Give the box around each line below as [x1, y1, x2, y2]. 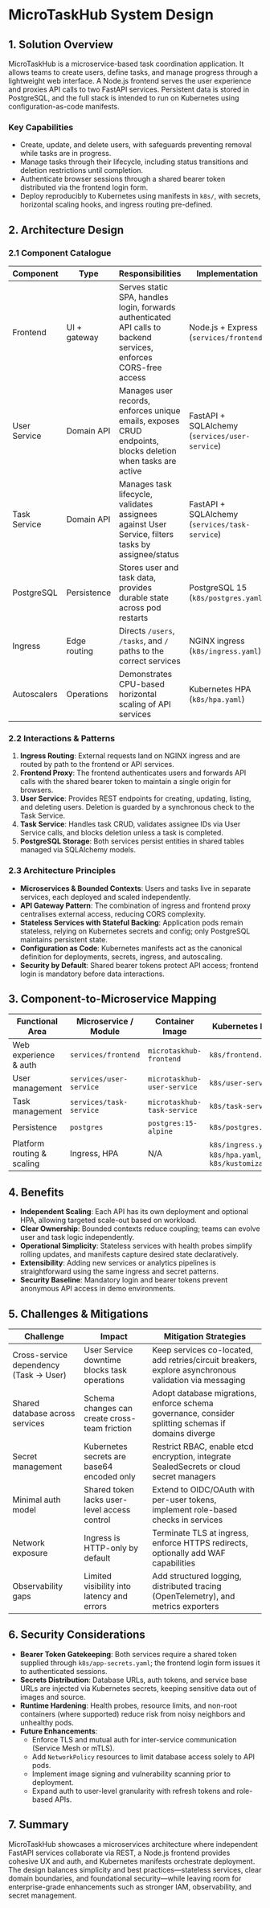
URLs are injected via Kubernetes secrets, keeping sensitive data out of [19, 1683, 257, 1693]
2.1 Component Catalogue [8, 247, 112, 258]
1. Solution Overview [8, 38, 114, 51]
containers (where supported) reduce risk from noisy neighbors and [19, 1709, 246, 1718]
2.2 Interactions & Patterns [8, 732, 115, 744]
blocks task [84, 1364, 127, 1376]
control [84, 1514, 111, 1525]
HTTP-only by [84, 1542, 139, 1553]
